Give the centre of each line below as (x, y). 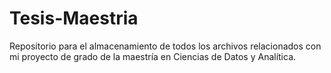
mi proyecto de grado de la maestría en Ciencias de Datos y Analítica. (153, 56)
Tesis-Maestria (74, 18)
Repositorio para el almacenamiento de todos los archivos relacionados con (165, 46)
